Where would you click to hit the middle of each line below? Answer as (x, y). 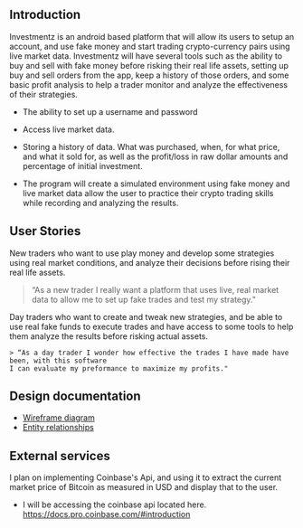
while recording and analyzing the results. (100, 203)
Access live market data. (68, 129)
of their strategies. (44, 94)
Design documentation (76, 396)
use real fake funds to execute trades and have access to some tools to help (151, 326)
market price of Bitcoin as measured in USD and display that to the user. (144, 487)
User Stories (45, 231)
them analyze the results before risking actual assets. (109, 336)
